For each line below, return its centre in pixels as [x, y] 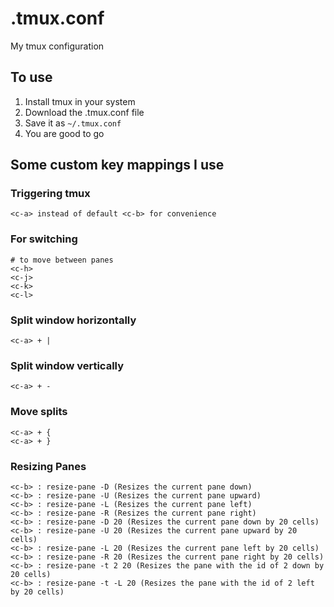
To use [31, 77]
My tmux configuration [57, 46]
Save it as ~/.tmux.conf [73, 123]
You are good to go [64, 133]
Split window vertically [67, 365]
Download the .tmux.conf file [84, 112]
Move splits [39, 412]
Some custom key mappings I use [117, 165]
